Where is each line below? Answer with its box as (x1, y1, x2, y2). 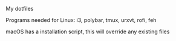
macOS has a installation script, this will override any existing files (5, 28, 170, 35)
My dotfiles (5, 5, 34, 12)
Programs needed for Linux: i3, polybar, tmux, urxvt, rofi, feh (5, 17, 157, 23)
